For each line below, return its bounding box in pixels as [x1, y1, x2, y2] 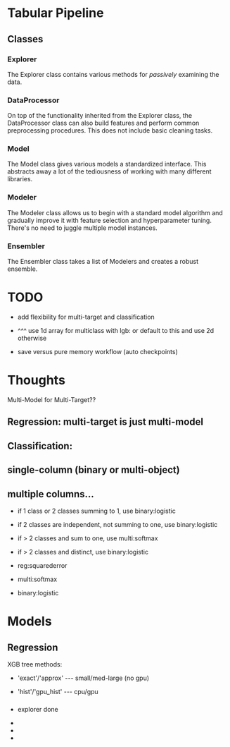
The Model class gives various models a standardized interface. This [7, 160, 207, 169]
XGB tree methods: [7, 660, 63, 668]
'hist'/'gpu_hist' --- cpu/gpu [17, 687, 98, 696]
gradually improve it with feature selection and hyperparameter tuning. [7, 216, 212, 224]
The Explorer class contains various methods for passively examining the [7, 70, 219, 78]
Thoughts [7, 372, 65, 389]
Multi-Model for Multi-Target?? [7, 395, 96, 403]
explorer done [17, 705, 58, 713]
